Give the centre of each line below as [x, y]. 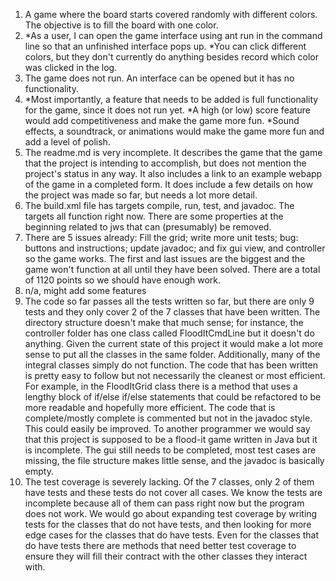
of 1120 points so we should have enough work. [123, 280]
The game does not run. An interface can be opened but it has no [159, 78]
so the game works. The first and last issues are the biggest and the [165, 258]
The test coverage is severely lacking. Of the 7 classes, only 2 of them [169, 482]
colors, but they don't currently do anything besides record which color [172, 57]
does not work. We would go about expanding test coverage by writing [171, 513]
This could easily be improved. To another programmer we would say [167, 428]
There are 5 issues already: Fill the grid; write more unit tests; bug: [161, 237]
